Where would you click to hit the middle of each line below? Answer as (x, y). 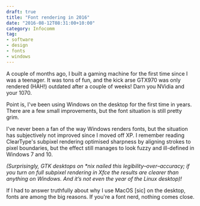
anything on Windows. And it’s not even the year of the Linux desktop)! (94, 178)
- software (20, 40)
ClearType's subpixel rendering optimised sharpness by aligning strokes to (98, 141)
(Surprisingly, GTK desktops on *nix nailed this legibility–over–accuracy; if (98, 166)
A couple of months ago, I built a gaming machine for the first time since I (97, 73)
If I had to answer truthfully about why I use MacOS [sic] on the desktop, (96, 190)
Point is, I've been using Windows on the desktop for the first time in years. (99, 104)
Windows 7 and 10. (29, 154)
